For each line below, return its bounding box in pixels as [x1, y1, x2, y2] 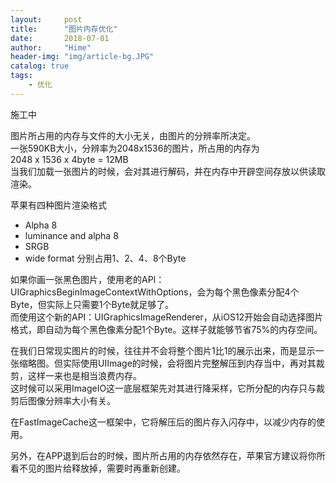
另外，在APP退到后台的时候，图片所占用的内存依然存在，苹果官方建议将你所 [10, 449, 326, 461]
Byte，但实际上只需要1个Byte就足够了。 [10, 298, 175, 310]
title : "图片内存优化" [10, 24, 118, 34]
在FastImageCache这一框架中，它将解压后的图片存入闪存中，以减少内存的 [10, 416, 317, 428]
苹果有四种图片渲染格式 [10, 199, 107, 211]
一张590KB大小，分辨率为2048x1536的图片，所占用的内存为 [10, 142, 260, 154]
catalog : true [10, 61, 70, 71]
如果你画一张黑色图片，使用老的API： [10, 273, 165, 285]
